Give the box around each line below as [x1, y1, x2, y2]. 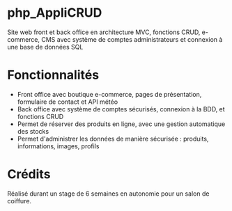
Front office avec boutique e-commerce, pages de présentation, [17, 90, 202, 98]
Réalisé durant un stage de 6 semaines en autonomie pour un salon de [7, 189, 210, 198]
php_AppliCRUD [7, 5, 102, 21]
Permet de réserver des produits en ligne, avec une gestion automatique [17, 120, 226, 128]
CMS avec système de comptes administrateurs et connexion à [41, 35, 223, 43]
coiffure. [7, 196, 32, 205]
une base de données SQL [7, 42, 84, 51]
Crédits [7, 166, 51, 182]
